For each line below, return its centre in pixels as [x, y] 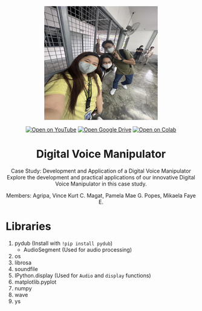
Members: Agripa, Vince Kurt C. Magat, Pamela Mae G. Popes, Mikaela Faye [101, 195]
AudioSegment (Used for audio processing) [78, 249]
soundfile [26, 269]
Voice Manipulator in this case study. [101, 184]
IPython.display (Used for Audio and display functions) [83, 275]
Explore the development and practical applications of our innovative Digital [101, 177]
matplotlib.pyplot [35, 282]
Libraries [28, 226]
